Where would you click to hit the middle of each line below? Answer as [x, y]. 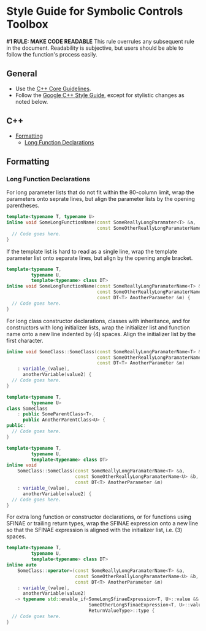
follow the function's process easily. [52, 54]
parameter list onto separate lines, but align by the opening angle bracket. [100, 258]
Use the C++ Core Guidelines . [53, 88]
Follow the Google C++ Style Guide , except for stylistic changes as [100, 95]
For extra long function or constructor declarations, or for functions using [99, 517]
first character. [25, 340]
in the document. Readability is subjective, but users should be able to [95, 48]
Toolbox [27, 24]
